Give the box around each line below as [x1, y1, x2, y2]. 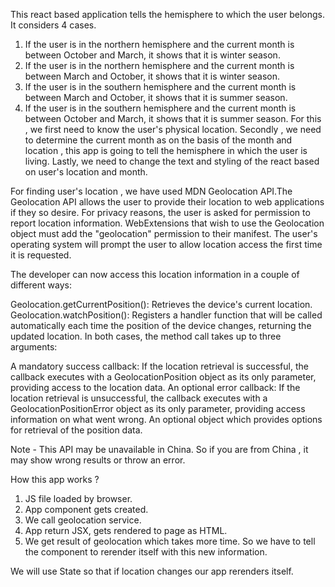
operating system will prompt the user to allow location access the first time [10, 239, 323, 250]
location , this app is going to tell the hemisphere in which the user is [24, 145, 308, 156]
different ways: [10, 279, 72, 291]
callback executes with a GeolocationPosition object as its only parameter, [10, 371, 317, 383]
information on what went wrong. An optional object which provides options [10, 414, 323, 425]
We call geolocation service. [24, 514, 142, 526]
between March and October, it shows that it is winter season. [24, 70, 281, 82]
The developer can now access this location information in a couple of [10, 269, 300, 280]
